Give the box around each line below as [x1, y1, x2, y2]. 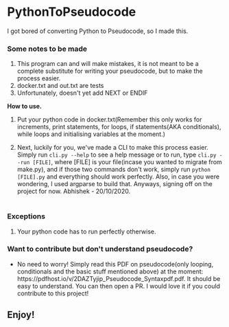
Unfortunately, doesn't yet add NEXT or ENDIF [16, 89, 148, 97]
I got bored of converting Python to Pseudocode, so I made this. [7, 27, 189, 35]
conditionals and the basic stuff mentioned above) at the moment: [16, 267, 204, 275]
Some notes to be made [7, 44, 88, 54]
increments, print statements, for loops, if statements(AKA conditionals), [16, 123, 221, 131]
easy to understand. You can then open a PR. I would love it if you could [16, 282, 221, 290]
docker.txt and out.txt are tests [16, 82, 104, 90]
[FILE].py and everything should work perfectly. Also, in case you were [16, 172, 220, 181]
